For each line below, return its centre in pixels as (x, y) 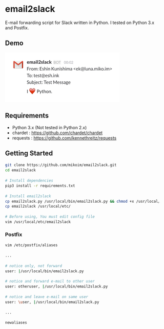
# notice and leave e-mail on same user (47, 297)
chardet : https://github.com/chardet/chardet (57, 133)
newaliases (16, 323)
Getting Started (29, 153)
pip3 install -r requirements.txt (40, 186)
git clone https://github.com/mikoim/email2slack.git (61, 165)
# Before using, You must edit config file (50, 217)
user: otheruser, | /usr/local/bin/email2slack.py (57, 287)
